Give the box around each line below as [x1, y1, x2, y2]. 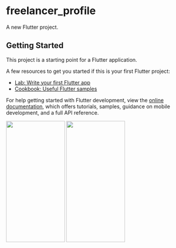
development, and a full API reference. [6, 109, 99, 116]
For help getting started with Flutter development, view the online [6, 96, 164, 103]
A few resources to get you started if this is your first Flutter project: [6, 68, 170, 75]
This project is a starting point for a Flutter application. [6, 56, 137, 63]
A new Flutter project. [6, 24, 59, 31]
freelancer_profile [6, 4, 96, 18]
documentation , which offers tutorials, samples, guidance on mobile [6, 103, 170, 110]
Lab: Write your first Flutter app [14, 79, 91, 86]
